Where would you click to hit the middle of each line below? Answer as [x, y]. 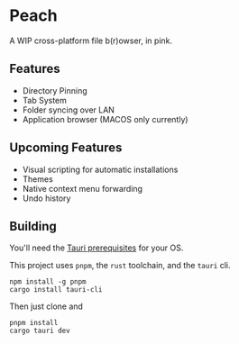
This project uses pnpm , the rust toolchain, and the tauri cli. [120, 266]
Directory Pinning [55, 90]
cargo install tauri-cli [56, 290]
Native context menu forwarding [82, 188]
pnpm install [34, 323]
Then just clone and [46, 306]
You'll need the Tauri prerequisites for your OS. [97, 248]
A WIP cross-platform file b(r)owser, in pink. [91, 41]
